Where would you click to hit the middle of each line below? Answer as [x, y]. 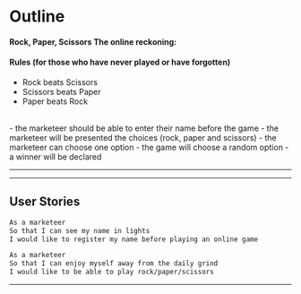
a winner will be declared [56, 156]
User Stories [45, 202]
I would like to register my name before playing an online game [133, 239]
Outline [37, 17]
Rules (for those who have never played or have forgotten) [120, 62]
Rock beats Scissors [60, 82]
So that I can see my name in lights [80, 230]
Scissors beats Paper [61, 91]
